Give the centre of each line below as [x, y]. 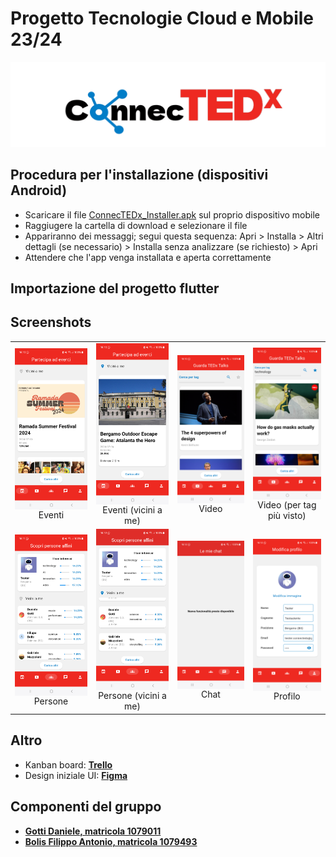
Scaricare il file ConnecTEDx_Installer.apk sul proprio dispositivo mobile [172, 214]
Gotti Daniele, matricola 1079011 [93, 831]
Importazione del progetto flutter [115, 288]
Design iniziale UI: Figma [76, 775]
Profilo [287, 696]
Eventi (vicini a [132, 509]
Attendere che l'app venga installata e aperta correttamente [148, 257]
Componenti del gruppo [86, 807]
